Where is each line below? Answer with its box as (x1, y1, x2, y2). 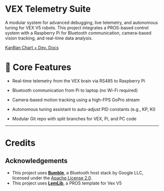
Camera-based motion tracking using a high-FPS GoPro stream (12, 97, 140, 103)
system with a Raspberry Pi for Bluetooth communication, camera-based (5, 30, 151, 36)
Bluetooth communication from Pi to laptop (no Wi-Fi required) (12, 87, 138, 93)
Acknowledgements (5, 157, 68, 165)
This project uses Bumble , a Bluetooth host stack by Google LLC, (12, 170, 143, 175)
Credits (5, 138, 36, 149)
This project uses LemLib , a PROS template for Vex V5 (12, 180, 122, 186)
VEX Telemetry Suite (5, 3, 91, 15)
